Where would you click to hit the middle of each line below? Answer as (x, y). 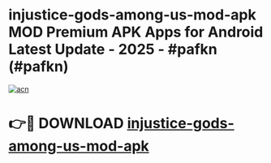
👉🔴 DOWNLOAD (66, 124)
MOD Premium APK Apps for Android (136, 32)
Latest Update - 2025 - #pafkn (113, 49)
